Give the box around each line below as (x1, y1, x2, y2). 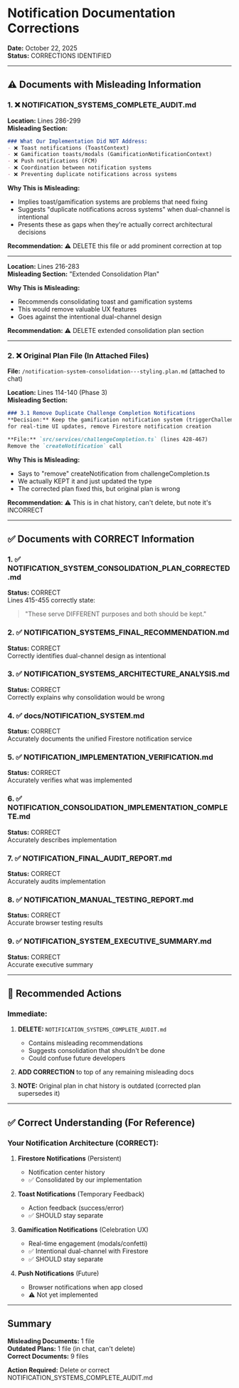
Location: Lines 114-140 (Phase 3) (7, 389, 108, 397)
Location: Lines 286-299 (7, 116, 81, 125)
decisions (17, 227, 46, 236)
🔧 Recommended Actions (7, 987, 122, 999)
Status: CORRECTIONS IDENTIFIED (7, 51, 112, 60)
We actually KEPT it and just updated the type (17, 476, 152, 485)
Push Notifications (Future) (17, 1269, 100, 1278)
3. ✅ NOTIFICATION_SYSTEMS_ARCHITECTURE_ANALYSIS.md (7, 669, 230, 679)
